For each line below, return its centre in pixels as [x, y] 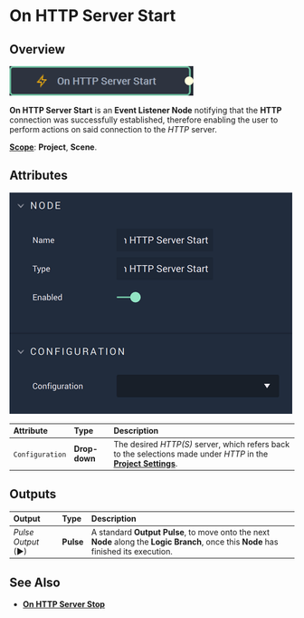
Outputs [33, 494]
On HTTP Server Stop [64, 603]
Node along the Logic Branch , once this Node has [185, 542]
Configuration [40, 455]
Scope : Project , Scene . [53, 147]
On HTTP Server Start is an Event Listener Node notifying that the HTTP [146, 110]
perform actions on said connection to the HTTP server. [113, 129]
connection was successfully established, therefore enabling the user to [144, 120]
